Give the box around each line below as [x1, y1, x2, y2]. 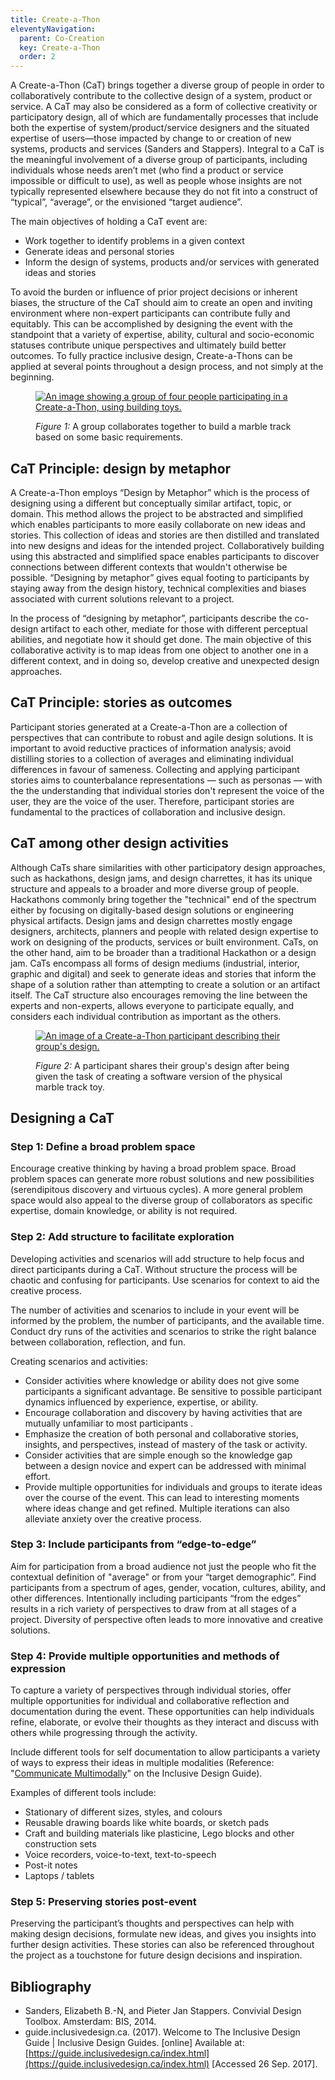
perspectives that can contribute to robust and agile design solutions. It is [10, 731, 314, 743]
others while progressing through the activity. [10, 1727, 198, 1739]
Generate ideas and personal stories [24, 246, 175, 258]
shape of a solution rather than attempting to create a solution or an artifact [10, 978, 321, 990]
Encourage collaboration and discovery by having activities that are [24, 1406, 303, 1418]
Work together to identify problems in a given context [24, 235, 245, 247]
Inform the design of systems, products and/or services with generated [24, 256, 320, 268]
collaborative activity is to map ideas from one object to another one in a [10, 644, 309, 656]
